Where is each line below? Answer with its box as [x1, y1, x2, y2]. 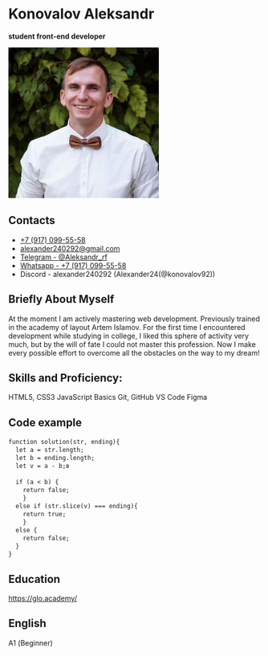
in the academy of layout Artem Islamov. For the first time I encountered [8, 322, 246, 332]
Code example [8, 415, 83, 430]
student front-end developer [8, 31, 106, 41]
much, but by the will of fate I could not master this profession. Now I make [8, 339, 257, 349]
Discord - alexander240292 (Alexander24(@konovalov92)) [19, 269, 216, 279]
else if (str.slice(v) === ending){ [15, 503, 138, 511]
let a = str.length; [15, 446, 84, 454]
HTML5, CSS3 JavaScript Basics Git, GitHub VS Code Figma [8, 393, 208, 402]
